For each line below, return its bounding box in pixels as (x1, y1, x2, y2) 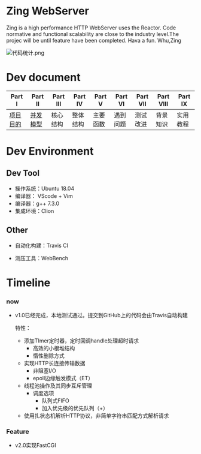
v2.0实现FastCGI (14, 442, 56, 449)
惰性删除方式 (32, 352, 65, 359)
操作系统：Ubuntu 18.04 (14, 185, 75, 192)
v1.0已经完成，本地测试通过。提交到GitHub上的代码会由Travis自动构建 (14, 312, 188, 319)
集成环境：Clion (14, 207, 54, 214)
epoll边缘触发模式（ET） (32, 375, 94, 382)
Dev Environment (6, 145, 94, 158)
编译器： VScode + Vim (14, 192, 73, 199)
